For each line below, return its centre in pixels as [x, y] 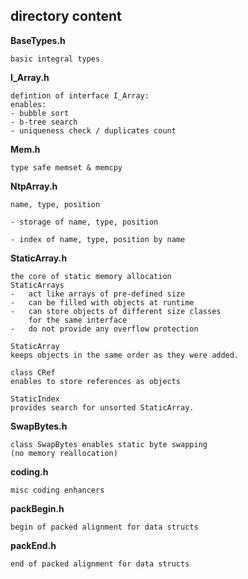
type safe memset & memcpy [66, 167]
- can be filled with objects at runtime [102, 302]
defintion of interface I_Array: [80, 95]
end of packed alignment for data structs [100, 564]
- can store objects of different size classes [116, 311]
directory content [66, 16]
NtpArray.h [34, 186]
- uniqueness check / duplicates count [93, 130]
